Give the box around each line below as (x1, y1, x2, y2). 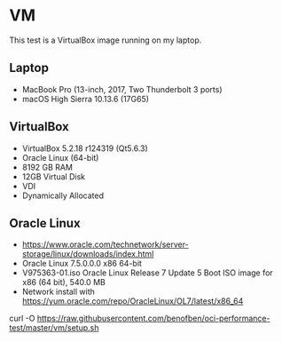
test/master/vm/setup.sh (9, 322, 99, 333)
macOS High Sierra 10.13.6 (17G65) (21, 93, 149, 104)
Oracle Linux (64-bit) (21, 152, 99, 163)
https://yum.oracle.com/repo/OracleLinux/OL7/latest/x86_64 (21, 296, 244, 306)
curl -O (9, 313, 35, 324)
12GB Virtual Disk (21, 171, 86, 182)
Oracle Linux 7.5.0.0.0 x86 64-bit (21, 258, 142, 269)
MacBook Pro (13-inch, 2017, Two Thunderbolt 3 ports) (21, 84, 223, 94)
